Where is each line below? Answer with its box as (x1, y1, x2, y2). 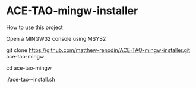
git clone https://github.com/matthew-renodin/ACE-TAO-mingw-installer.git (6, 46, 191, 54)
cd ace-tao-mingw (6, 64, 52, 71)
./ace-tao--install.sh (6, 76, 55, 83)
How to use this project (6, 24, 64, 31)
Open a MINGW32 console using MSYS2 (6, 35, 106, 42)
